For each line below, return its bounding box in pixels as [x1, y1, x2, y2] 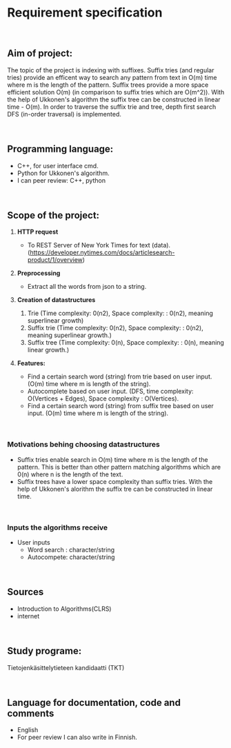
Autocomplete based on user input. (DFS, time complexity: [27, 387, 194, 396]
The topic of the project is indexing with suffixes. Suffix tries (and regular [7, 65, 214, 74]
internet [17, 611, 40, 620]
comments [7, 707, 54, 719]
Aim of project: [7, 48, 73, 59]
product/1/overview [27, 256, 83, 264]
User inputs [17, 538, 50, 546]
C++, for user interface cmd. [17, 161, 99, 170]
